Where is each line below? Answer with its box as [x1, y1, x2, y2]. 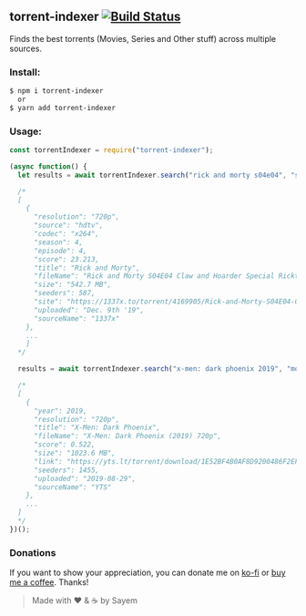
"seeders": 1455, [33, 466, 100, 475]
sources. [9, 43, 43, 54]
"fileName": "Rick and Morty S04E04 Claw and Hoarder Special [33, 272, 275, 281]
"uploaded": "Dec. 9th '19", [33, 305, 145, 314]
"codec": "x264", [33, 230, 100, 239]
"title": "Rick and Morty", [33, 263, 141, 272]
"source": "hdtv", [33, 221, 104, 231]
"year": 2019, [33, 406, 88, 416]
